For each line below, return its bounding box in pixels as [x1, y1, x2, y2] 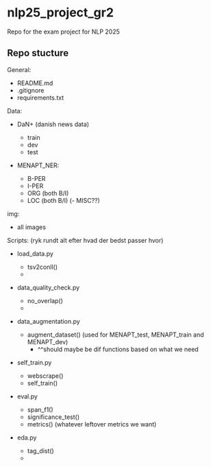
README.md [16, 79, 53, 87]
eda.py [16, 433, 37, 442]
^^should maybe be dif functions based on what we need [37, 345, 199, 353]
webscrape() [27, 372, 64, 380]
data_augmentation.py [16, 317, 80, 325]
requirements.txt [16, 93, 64, 101]
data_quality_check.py [16, 283, 80, 291]
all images [16, 223, 47, 231]
